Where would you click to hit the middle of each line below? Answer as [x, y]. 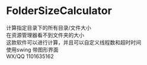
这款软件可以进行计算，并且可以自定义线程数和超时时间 [73, 42]
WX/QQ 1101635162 [30, 56]
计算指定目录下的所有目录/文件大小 [49, 28]
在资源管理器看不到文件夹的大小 [45, 35]
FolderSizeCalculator [59, 11]
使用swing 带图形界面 [33, 49]
